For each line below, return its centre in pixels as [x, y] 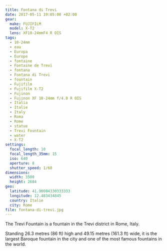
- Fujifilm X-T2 [26, 89]
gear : [11, 19]
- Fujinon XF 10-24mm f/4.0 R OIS [45, 98]
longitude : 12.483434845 [35, 195]
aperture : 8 [22, 163]
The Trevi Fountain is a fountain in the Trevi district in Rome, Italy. [72, 224]
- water [18, 135]
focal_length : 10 [28, 149]
